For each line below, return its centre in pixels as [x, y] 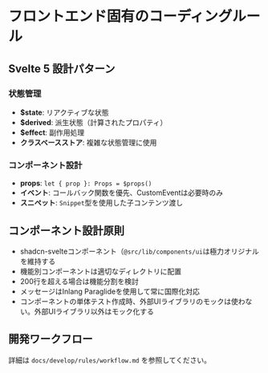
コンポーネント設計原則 [66, 231]
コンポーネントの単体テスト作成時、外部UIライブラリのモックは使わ [132, 301]
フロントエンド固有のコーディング [120, 16]
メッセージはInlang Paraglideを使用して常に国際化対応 [110, 291]
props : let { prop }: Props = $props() [86, 183]
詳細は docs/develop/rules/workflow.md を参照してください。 [110, 360]
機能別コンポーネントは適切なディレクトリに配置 [101, 271]
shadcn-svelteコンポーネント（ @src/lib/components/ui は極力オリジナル [139, 251]
